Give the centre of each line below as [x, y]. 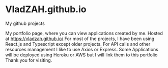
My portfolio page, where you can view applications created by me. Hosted [84, 33]
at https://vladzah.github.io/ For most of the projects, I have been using [80, 39]
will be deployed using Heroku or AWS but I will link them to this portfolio [81, 55]
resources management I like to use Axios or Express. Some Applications [82, 49]
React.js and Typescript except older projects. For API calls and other [78, 44]
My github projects [25, 23]
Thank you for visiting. [29, 60]
